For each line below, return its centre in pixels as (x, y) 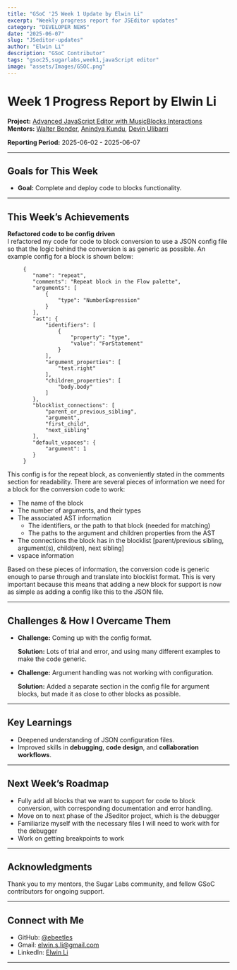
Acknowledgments (50, 867)
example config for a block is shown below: (71, 257)
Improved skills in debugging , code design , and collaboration (108, 747)
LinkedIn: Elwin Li (43, 952)
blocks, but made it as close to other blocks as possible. (99, 694)
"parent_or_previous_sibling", (91, 412)
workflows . (34, 754)
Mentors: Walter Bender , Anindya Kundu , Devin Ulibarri (88, 129)
